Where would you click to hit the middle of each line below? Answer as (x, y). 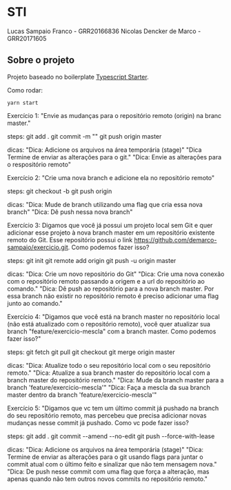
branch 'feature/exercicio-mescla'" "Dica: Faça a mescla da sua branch (109, 387)
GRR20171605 (27, 38)
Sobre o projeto (41, 60)
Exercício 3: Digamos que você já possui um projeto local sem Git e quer (110, 225)
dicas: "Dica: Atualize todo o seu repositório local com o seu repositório (109, 365)
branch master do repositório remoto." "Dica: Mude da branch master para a (115, 380)
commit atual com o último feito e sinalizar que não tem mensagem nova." (112, 464)
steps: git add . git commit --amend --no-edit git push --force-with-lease (111, 436)
